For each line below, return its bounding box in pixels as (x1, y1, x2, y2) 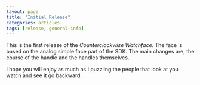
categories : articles (6, 20, 60, 26)
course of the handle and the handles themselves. (6, 54, 130, 61)
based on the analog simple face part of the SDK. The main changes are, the (6, 48, 195, 55)
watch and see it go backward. (6, 72, 82, 79)
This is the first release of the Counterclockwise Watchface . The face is (6, 42, 183, 49)
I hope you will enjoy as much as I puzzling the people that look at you (6, 66, 179, 73)
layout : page (6, 8, 39, 15)
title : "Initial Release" (6, 14, 70, 20)
